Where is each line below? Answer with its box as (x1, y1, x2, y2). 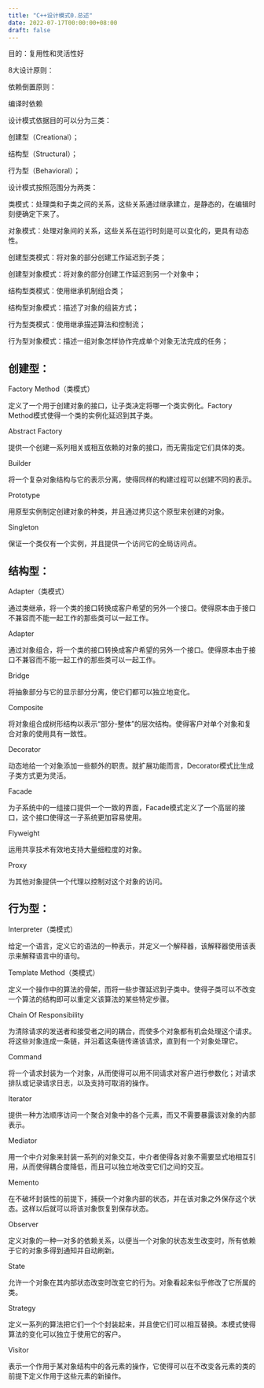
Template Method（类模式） (8, 967, 100, 977)
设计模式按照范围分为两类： (8, 183, 98, 192)
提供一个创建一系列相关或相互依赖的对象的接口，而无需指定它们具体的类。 (8, 443, 249, 452)
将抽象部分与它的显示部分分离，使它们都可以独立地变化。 (8, 687, 194, 696)
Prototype (8, 490, 41, 500)
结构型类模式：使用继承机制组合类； (8, 286, 126, 296)
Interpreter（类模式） (8, 924, 77, 934)
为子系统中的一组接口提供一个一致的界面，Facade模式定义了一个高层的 (8, 803, 239, 812)
